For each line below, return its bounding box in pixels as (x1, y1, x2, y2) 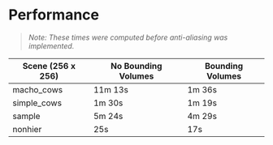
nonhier (12, 123, 42, 134)
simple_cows (12, 97, 63, 109)
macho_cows (12, 83, 63, 95)
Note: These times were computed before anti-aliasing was (28, 32, 228, 42)
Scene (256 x (22, 60, 76, 71)
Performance (8, 6, 100, 24)
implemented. (28, 41, 75, 50)
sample (12, 110, 41, 122)
